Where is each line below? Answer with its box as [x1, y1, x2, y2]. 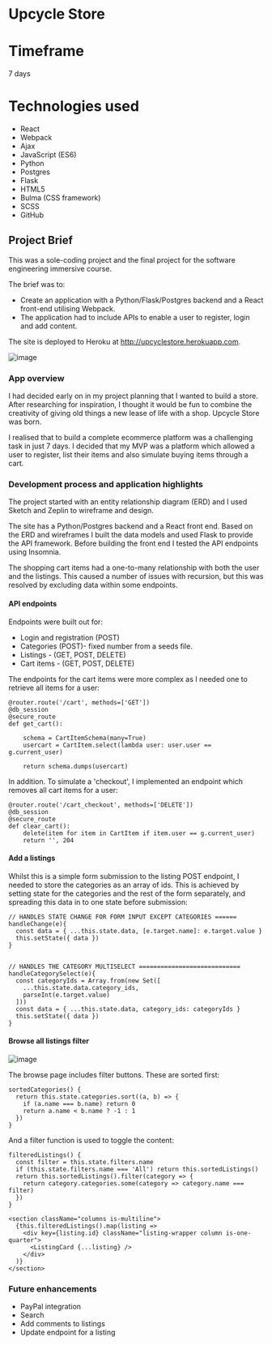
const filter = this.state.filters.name [15, 1159, 154, 1167]
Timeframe [8, 42, 85, 61]
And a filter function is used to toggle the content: [8, 1136, 174, 1146]
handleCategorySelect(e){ [8, 970, 96, 978]
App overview [8, 372, 65, 383]
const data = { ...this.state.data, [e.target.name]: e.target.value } [15, 927, 263, 935]
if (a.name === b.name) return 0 [23, 1100, 136, 1108]
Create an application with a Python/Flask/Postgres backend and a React [19, 295, 264, 305]
